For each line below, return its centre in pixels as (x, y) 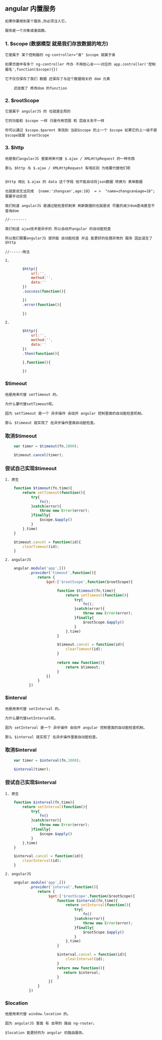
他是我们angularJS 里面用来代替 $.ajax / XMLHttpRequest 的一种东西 (70, 159)
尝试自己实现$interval (31, 783)
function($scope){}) (37, 69)
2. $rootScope (22, 101)
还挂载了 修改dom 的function (40, 88)
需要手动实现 (16, 196)
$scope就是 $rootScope (27, 136)
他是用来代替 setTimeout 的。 (33, 394)
